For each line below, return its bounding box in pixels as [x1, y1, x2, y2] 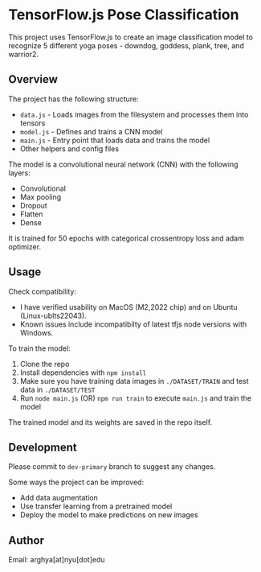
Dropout [19, 200, 48, 210]
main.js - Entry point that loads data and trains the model [19, 135, 210, 145]
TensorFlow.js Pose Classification [8, 6, 239, 24]
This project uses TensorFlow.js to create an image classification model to [8, 32, 253, 42]
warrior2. [8, 49, 39, 59]
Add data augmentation [19, 493, 98, 503]
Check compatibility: [8, 286, 76, 296]
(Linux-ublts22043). [19, 311, 87, 320]
